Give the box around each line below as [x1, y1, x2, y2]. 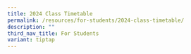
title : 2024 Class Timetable [7, 10, 93, 18]
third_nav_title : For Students [7, 29, 99, 37]
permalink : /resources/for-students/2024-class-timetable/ [7, 17, 185, 24]
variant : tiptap [7, 36, 55, 43]
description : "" [7, 23, 55, 30]
